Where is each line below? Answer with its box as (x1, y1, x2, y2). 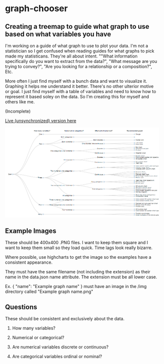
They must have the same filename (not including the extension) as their (5, 269, 150, 275)
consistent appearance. (5, 259, 53, 266)
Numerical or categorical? (12, 335, 64, 341)
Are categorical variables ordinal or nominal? (12, 354, 102, 360)
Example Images (5, 227, 57, 235)
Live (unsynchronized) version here (5, 118, 77, 123)
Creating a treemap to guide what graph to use (5, 22, 150, 31)
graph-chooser (5, 3, 68, 14)
